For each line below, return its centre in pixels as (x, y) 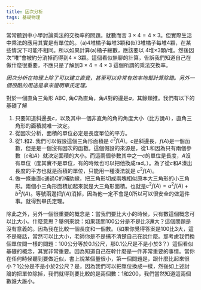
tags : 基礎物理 (23, 17)
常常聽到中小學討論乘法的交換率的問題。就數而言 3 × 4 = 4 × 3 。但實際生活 (99, 35)
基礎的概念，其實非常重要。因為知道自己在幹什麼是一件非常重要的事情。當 (98, 251)
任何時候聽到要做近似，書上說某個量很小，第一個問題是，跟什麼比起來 (98, 259)
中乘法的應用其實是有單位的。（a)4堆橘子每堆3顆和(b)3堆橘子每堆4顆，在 (96, 42)
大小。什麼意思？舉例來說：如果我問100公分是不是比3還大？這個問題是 (104, 221)
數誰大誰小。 (22, 281)
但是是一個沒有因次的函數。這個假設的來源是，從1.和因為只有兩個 (106, 148)
